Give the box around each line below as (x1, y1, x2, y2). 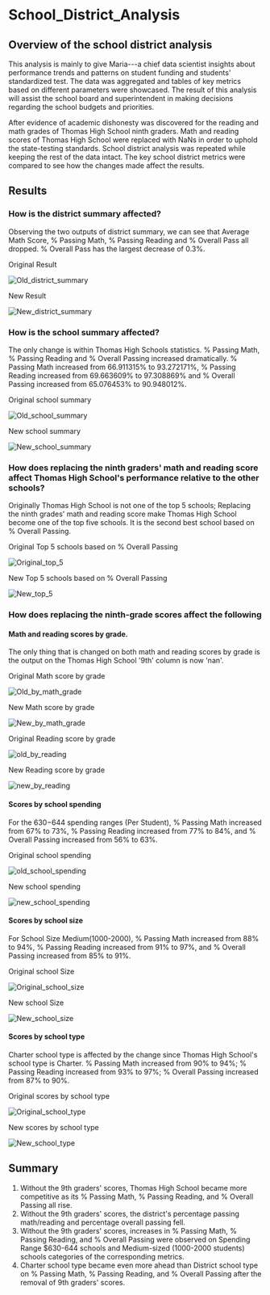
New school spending (8, 881, 81, 891)
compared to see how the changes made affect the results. (8, 161, 205, 170)
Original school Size (8, 966, 75, 976)
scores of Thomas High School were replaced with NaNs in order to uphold (8, 135, 258, 145)
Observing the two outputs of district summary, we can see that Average (8, 226, 250, 236)
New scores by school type (8, 1123, 99, 1133)
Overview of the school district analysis (8, 38, 213, 52)
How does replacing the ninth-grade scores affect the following (8, 609, 262, 620)
